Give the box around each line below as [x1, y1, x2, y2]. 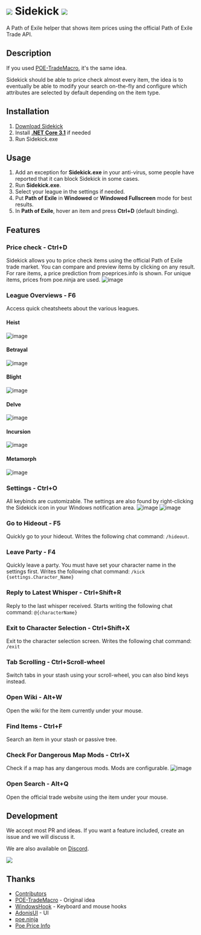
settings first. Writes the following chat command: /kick [6, 568, 145, 575]
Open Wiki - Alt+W [6, 693, 62, 702]
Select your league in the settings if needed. [14, 188, 126, 195]
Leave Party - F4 [6, 548, 56, 556]
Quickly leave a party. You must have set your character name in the [6, 561, 176, 569]
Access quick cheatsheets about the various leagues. [6, 305, 140, 312]
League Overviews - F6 [6, 291, 77, 299]
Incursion [6, 428, 31, 435]
